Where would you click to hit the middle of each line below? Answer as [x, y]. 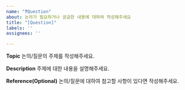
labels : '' [20, 28]
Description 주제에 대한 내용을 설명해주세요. [58, 69]
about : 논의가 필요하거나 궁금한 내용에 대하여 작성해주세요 [69, 17]
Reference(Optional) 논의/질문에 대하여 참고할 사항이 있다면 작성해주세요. [92, 81]
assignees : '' [24, 34]
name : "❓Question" [29, 11]
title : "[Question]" [32, 22]
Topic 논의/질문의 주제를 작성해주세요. [50, 56]
